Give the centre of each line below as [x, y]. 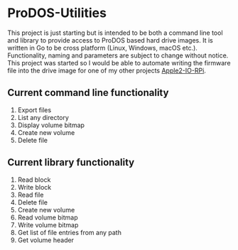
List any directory [43, 117]
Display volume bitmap [51, 125]
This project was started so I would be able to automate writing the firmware [119, 62]
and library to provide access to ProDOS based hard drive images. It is [110, 40]
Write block [34, 187]
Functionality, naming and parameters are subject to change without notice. [118, 55]
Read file [31, 195]
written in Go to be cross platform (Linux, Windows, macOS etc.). [102, 48]
